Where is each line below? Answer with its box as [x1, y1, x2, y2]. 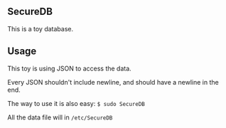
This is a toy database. [7, 24, 74, 33]
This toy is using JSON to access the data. [7, 64, 131, 73]
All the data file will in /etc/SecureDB [7, 113, 113, 122]
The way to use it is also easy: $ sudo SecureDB [7, 99, 146, 107]
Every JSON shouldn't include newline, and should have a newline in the [7, 78, 219, 86]
